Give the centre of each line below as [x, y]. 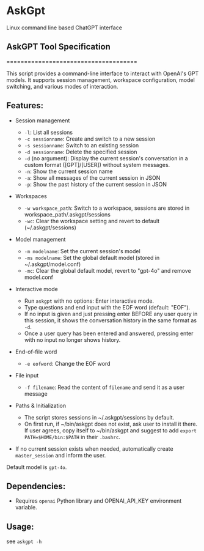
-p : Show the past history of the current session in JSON [95, 184]
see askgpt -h [24, 541]
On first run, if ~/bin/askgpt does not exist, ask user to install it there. [111, 424]
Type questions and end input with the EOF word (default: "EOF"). [107, 307]
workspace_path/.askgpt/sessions [67, 214]
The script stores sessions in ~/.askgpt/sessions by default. [99, 417]
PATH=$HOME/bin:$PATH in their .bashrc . [72, 437]
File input [27, 375]
